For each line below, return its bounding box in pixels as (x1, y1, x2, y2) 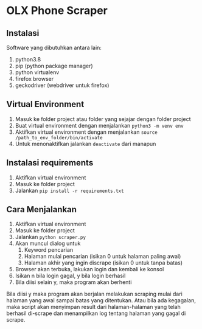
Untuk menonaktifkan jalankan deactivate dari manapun (15, 140, 156, 147)
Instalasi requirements (6, 158, 94, 168)
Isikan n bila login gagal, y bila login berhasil (15, 272, 126, 280)
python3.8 (15, 56, 41, 63)
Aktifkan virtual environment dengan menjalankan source (15, 128, 158, 136)
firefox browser (15, 75, 54, 82)
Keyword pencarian (24, 246, 74, 254)
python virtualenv (15, 69, 60, 76)
